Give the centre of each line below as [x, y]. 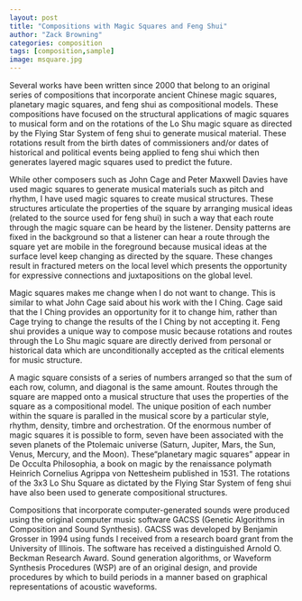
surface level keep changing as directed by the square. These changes [141, 256]
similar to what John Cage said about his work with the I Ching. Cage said [146, 302]
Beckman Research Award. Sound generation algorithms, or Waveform [141, 558]
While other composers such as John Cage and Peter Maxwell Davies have [149, 180]
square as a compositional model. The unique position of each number [141, 406]
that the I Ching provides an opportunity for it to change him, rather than [143, 312]
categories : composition [56, 43]
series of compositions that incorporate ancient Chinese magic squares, [143, 95]
